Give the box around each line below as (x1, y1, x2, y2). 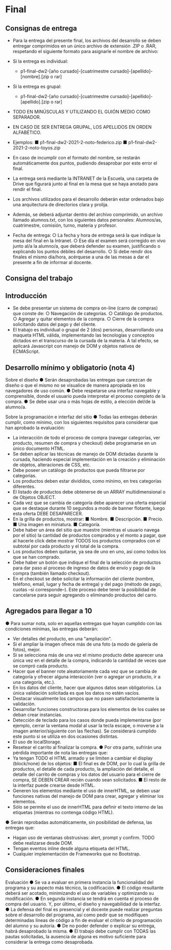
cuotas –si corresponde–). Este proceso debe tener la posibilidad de (12, 586, 156, 593)
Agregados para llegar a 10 (5, 607, 92, 615)
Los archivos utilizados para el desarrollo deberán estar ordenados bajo (12, 196, 164, 202)
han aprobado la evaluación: (5, 425, 65, 431)
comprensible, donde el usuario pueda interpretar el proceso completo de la (5, 393, 166, 399)
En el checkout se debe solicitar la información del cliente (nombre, (12, 576, 155, 582)
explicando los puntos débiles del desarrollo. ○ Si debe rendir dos (12, 249, 152, 254)
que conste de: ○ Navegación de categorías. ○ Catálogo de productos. (12, 311, 164, 317)
